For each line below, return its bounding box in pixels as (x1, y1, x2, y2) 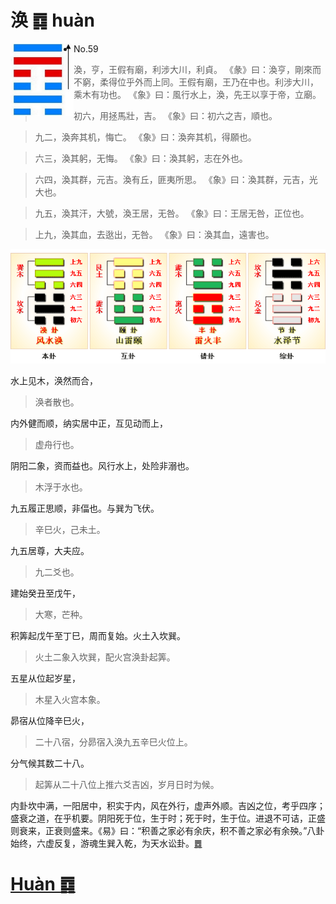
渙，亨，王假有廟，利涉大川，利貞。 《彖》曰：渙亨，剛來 (73, 63, 313, 75)
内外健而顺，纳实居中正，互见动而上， (10, 417, 168, 430)
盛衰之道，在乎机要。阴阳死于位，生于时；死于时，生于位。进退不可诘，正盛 (10, 812, 326, 825)
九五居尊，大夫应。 (10, 545, 90, 557)
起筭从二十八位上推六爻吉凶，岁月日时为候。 (34, 779, 220, 791)
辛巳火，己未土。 (34, 524, 106, 536)
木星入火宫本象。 (34, 694, 106, 706)
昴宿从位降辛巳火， (10, 715, 90, 727)
